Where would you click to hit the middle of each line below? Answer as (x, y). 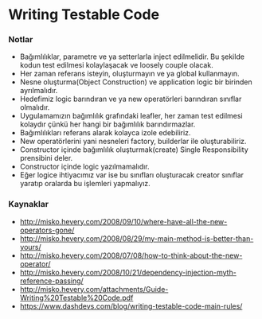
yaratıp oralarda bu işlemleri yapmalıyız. (85, 184)
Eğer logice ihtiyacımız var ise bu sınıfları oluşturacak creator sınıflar (132, 175)
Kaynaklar (29, 204)
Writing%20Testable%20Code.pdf (76, 298)
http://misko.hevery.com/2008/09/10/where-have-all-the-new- (123, 221)
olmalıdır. (35, 107)
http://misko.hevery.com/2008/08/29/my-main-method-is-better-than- (137, 238)
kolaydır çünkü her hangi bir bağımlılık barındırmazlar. (108, 124)
